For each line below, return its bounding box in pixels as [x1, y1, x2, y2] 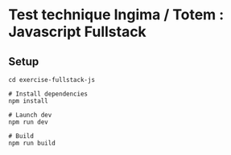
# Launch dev [8, 111, 52, 119]
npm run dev [8, 118, 48, 126]
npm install [8, 97, 48, 105]
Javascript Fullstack [8, 22, 146, 41]
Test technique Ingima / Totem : [8, 6, 225, 24]
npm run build [8, 139, 56, 147]
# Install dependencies [8, 90, 89, 98]
